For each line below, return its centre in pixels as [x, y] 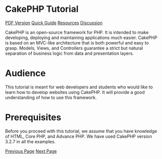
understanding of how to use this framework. [51, 97]
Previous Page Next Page [31, 151]
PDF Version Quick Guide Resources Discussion [54, 23]
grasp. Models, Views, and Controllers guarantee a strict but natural [74, 48]
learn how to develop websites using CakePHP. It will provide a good [75, 92]
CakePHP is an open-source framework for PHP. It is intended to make [77, 32]
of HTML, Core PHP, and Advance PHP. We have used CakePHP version [79, 136]
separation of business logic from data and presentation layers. [70, 53]
